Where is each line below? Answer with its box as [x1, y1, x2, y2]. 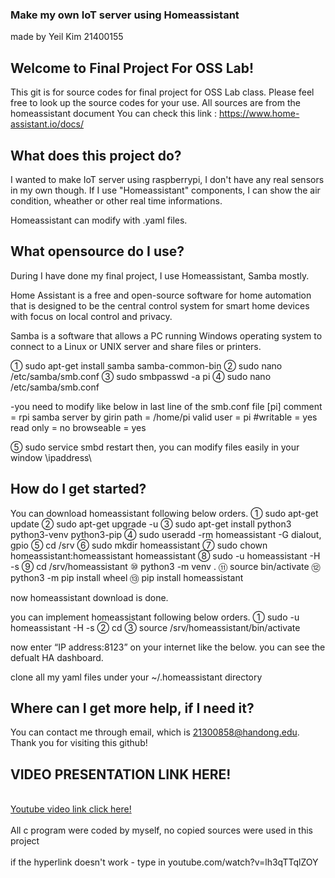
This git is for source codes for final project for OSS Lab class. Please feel [10, 86, 315, 98]
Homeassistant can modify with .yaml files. [10, 214, 188, 226]
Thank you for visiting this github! [10, 737, 148, 749]
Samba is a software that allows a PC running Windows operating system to [10, 329, 323, 342]
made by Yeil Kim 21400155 [10, 31, 124, 43]
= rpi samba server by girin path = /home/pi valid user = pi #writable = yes [10, 411, 318, 423]
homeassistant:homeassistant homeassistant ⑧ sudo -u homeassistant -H [10, 549, 321, 562]
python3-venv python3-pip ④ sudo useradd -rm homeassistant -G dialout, [10, 528, 322, 540]
